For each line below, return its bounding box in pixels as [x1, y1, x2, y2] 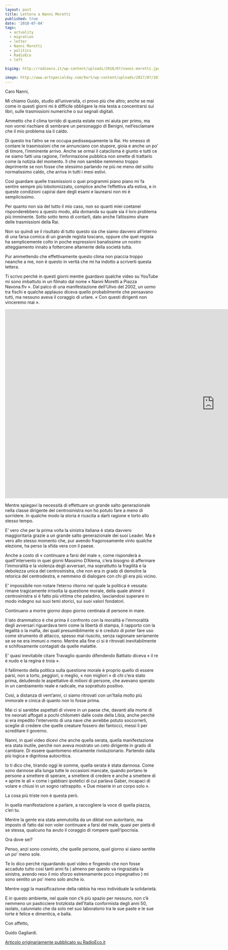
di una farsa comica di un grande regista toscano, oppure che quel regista [5, 233, 154, 240]
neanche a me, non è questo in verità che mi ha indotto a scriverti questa [5, 259, 152, 265]
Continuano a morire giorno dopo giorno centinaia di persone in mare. [5, 607, 145, 614]
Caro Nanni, [5, 88, 29, 94]
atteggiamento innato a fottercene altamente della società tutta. [5, 244, 133, 250]
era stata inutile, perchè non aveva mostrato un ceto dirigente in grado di [5, 742, 152, 748]
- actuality [9, 30, 34, 35]
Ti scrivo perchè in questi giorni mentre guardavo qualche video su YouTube [5, 273, 158, 279]
